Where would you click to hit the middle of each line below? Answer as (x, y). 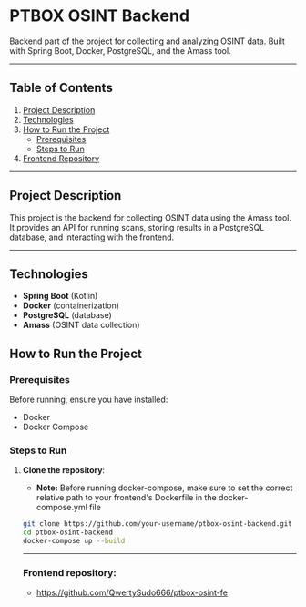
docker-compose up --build (74, 541)
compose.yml (62, 508)
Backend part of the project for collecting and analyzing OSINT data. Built (147, 41)
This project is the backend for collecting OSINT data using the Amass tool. (150, 217)
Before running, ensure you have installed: (89, 400)
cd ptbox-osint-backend (68, 533)
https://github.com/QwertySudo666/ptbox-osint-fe (132, 592)
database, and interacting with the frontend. (92, 237)
